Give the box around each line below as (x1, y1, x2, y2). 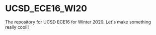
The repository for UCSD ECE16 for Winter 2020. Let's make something (5, 19, 151, 25)
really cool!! (5, 24, 29, 30)
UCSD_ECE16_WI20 (5, 3, 87, 14)
